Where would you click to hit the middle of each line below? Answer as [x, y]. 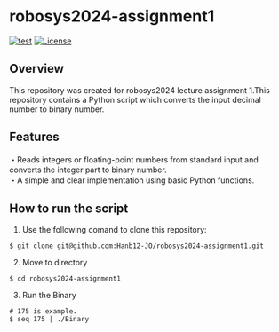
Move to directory [55, 263]
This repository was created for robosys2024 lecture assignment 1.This [140, 90]
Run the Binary [49, 296]
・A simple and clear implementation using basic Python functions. [132, 180]
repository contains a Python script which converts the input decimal [136, 99]
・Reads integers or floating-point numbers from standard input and [134, 159]
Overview [37, 69]
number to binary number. [57, 109]
